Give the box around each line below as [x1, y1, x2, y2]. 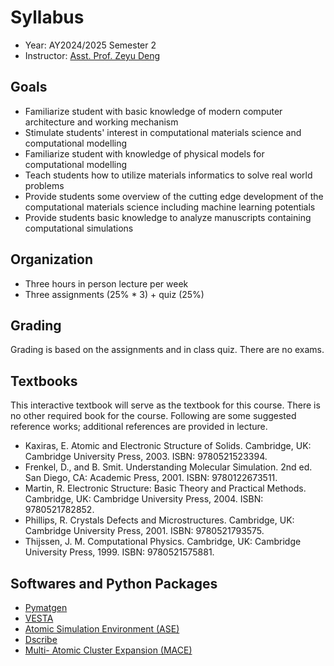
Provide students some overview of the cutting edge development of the [24, 190, 324, 202]
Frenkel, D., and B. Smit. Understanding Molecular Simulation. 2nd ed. [24, 461, 313, 473]
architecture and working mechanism [24, 116, 179, 128]
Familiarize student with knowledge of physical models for [24, 147, 265, 160]
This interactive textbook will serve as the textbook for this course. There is [10, 399, 321, 411]
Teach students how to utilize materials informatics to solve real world [24, 169, 313, 181]
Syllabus [10, 6, 85, 29]
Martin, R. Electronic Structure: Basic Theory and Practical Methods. [24, 482, 307, 495]
